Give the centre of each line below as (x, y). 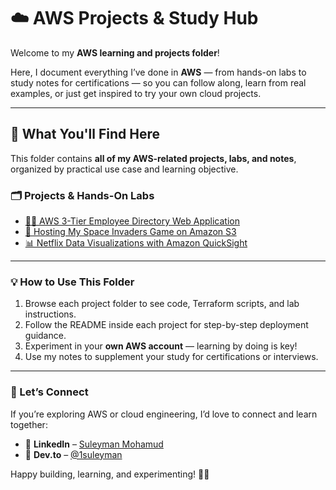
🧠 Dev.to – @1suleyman (73, 454)
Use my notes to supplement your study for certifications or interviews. (171, 357)
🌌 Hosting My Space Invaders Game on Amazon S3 (130, 232)
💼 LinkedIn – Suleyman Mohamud (94, 444)
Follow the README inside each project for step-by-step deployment (166, 325)
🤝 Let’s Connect (49, 392)
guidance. (45, 336)
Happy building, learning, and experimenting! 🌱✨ (110, 474)
